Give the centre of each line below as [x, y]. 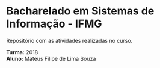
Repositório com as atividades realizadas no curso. [69, 40]
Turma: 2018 [22, 52]
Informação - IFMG [54, 24]
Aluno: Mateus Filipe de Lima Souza [51, 58]
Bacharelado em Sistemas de [80, 11]
